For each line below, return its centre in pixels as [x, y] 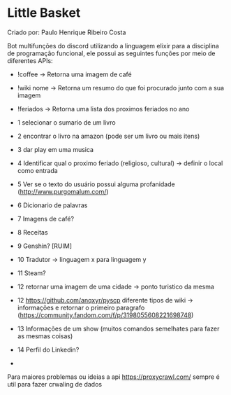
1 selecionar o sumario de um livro [67, 122]
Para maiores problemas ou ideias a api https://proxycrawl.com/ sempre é [113, 377]
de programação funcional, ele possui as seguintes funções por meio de [111, 53]
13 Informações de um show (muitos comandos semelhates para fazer [118, 328]
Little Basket [44, 13]
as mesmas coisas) [45, 336]
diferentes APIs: [30, 60]
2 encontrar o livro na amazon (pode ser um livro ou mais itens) [109, 136]
